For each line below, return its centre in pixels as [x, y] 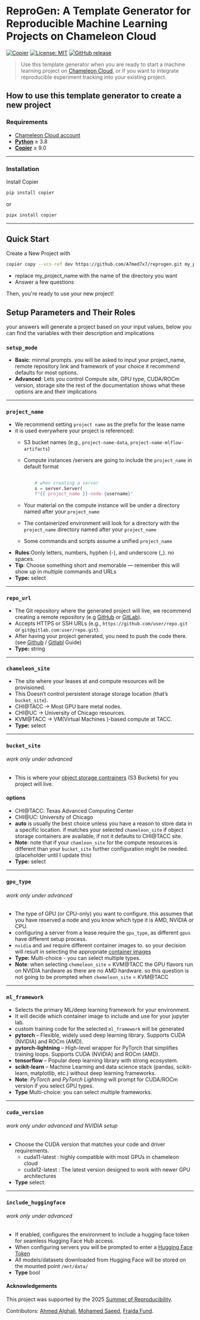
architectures [40, 1176]
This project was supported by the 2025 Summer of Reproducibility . [89, 1299]
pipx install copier [32, 215]
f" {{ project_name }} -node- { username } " [84, 494]
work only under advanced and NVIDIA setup [62, 1126]
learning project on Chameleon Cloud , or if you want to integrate [100, 70]
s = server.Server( [59, 488]
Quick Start [28, 239]
